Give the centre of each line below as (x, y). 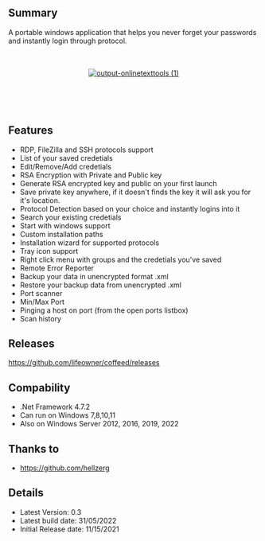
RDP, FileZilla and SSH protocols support (86, 150)
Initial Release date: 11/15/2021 (69, 529)
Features (31, 130)
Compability (39, 388)
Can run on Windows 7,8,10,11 (67, 415)
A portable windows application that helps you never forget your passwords (132, 32)
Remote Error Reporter (57, 268)
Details (26, 493)
